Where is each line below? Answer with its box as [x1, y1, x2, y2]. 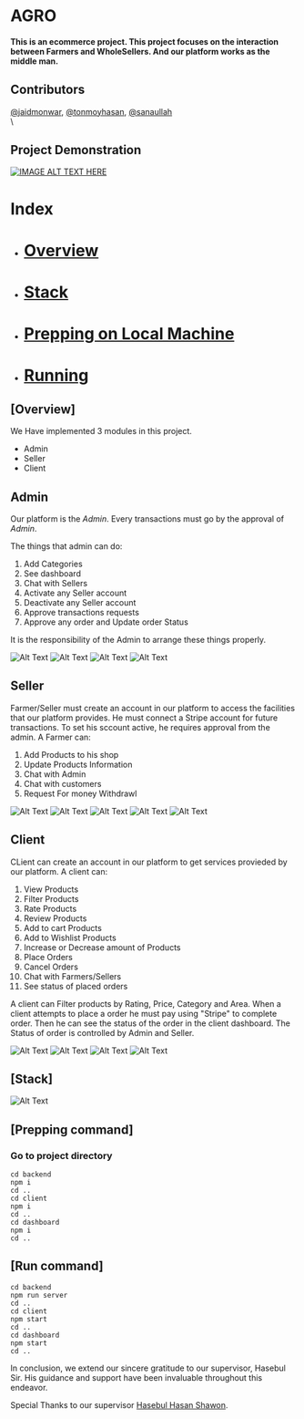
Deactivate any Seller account [23, 596, 137, 607]
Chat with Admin [23, 768, 86, 780]
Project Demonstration [10, 142, 142, 158]
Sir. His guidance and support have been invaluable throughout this [10, 1372, 263, 1383]
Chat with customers [23, 778, 102, 789]
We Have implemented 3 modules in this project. [10, 426, 192, 437]
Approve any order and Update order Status [23, 616, 189, 627]
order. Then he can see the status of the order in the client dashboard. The [10, 1018, 290, 1029]
